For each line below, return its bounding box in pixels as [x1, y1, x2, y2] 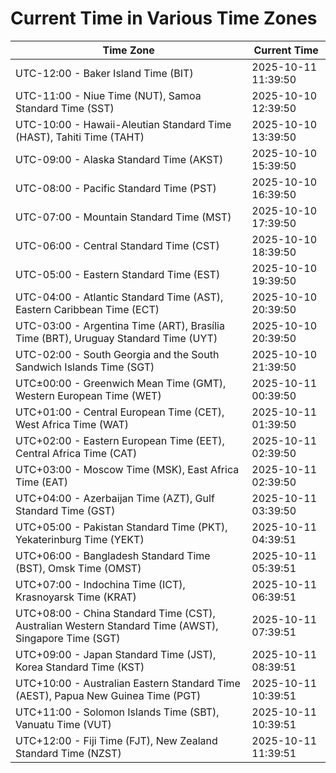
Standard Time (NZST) [15, 746, 122, 760]
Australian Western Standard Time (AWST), [15, 618, 219, 632]
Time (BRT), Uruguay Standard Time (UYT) [15, 331, 218, 345]
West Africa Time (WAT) [15, 417, 130, 431]
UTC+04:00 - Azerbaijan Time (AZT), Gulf [15, 491, 215, 505]
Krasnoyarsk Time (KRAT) [15, 590, 137, 604]
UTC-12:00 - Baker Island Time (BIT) [15, 66, 194, 80]
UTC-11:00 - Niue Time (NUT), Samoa [15, 88, 202, 102]
